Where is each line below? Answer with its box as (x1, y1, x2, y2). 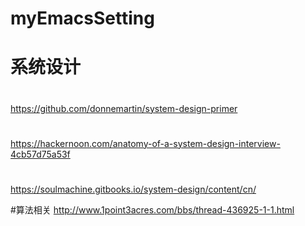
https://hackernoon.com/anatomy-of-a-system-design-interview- (10, 137, 281, 149)
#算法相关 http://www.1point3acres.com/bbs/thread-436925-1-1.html (10, 203, 295, 216)
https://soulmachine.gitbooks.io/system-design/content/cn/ (10, 183, 257, 195)
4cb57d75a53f (10, 148, 71, 160)
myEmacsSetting (10, 7, 155, 30)
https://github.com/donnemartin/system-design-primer (10, 102, 238, 114)
